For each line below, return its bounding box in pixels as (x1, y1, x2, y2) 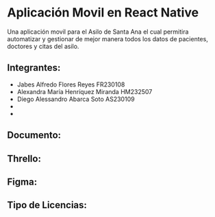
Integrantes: (7, 62, 61, 73)
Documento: (7, 129, 62, 141)
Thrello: (7, 152, 41, 164)
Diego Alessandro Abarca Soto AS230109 (16, 95, 135, 103)
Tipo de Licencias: (7, 199, 88, 211)
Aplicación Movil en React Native (7, 5, 199, 21)
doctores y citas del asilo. (7, 42, 79, 50)
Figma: (7, 176, 38, 187)
